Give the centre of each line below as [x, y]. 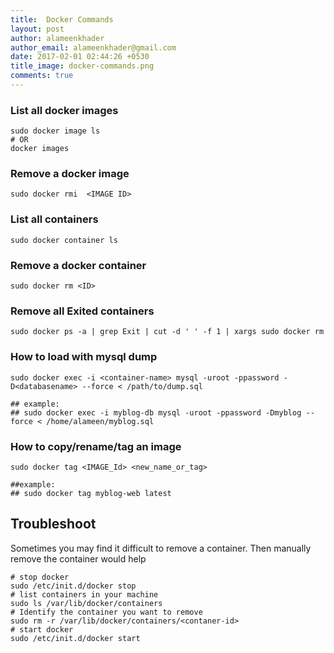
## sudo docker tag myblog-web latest [91, 493]
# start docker [42, 629]
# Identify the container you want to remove [106, 612]
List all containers [54, 219]
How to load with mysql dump [84, 357]
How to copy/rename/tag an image [96, 446]
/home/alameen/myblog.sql [100, 421]
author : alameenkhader [57, 38]
